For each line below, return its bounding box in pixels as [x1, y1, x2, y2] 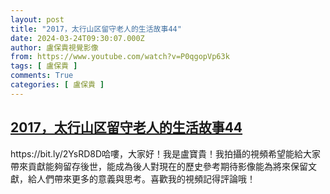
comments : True [10, 71, 74, 81]
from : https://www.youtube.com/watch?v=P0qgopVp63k [10, 52, 230, 62]
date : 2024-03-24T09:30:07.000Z [10, 33, 145, 43]
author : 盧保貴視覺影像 [10, 42, 99, 53]
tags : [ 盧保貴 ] [10, 61, 78, 71]
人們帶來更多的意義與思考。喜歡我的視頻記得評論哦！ [36, 172, 256, 185]
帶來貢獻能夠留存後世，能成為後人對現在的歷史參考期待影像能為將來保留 [10, 160, 308, 172]
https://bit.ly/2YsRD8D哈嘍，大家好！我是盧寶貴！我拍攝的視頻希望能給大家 [10, 147, 322, 160]
